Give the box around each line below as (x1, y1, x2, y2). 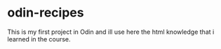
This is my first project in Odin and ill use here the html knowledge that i (7, 28, 215, 36)
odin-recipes (7, 5, 84, 21)
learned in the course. (7, 35, 72, 43)
